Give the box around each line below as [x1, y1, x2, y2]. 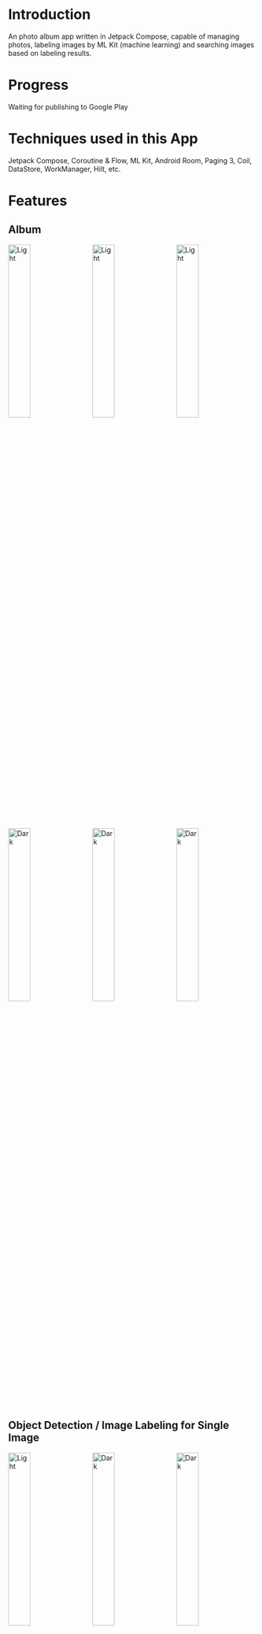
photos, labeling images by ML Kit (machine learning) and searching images [8, 39, 254, 49]
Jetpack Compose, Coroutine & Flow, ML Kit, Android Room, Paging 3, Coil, [8, 155, 253, 165]
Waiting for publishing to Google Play [8, 102, 128, 111]
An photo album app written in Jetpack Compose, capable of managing [8, 32, 240, 41]
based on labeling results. [8, 48, 92, 58]
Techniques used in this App [8, 130, 198, 147]
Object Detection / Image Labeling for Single [8, 1419, 230, 1432]
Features [8, 192, 68, 210]
